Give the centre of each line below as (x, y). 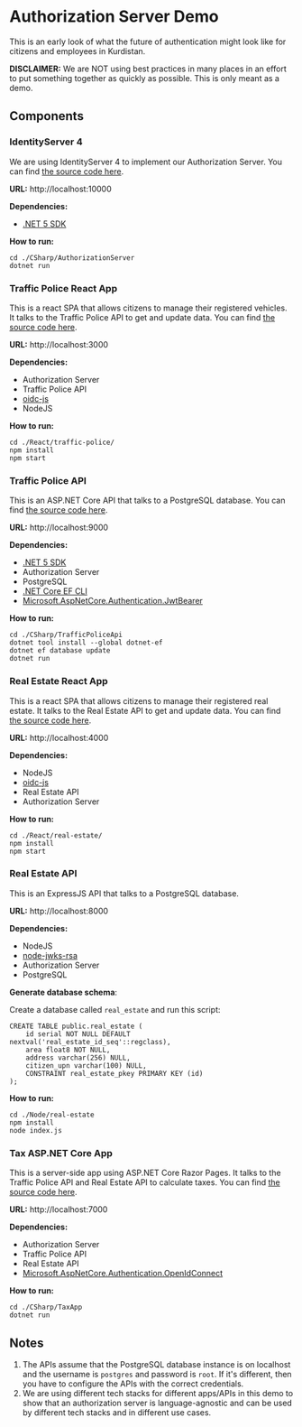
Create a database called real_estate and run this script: (115, 1009)
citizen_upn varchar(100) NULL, (86, 1066)
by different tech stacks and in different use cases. (117, 1412)
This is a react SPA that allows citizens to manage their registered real (139, 700)
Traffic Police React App (64, 288)
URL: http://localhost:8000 (59, 911)
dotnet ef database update (60, 651)
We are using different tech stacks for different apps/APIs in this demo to (158, 1393)
